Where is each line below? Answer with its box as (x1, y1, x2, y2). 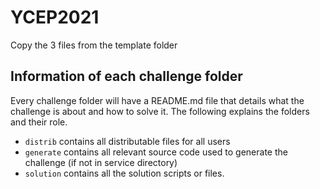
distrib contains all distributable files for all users (24, 135, 231, 147)
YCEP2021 (10, 6, 100, 29)
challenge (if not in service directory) (24, 156, 178, 168)
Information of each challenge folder (10, 68, 243, 85)
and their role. (10, 116, 68, 128)
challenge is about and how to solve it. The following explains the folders (10, 105, 310, 117)
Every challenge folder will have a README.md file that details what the (10, 94, 305, 106)
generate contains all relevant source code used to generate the (24, 146, 288, 158)
